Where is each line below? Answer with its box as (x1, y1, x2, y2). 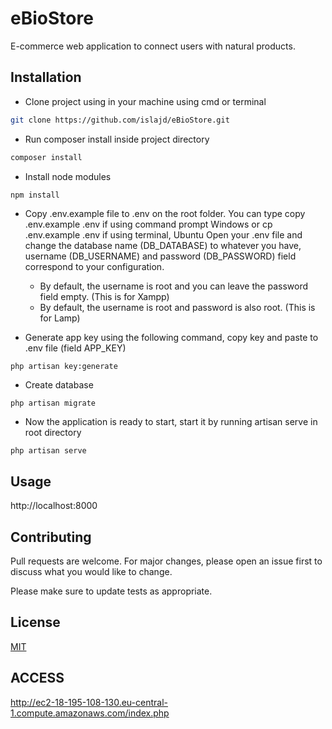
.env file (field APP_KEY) (24, 342, 127, 354)
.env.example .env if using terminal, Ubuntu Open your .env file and (24, 229, 303, 241)
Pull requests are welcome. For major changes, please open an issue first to (10, 555, 323, 567)
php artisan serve (10, 446, 87, 456)
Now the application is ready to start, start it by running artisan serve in (24, 416, 318, 428)
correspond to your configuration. (24, 261, 165, 273)
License (10, 614, 61, 631)
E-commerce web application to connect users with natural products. (10, 40, 296, 52)
